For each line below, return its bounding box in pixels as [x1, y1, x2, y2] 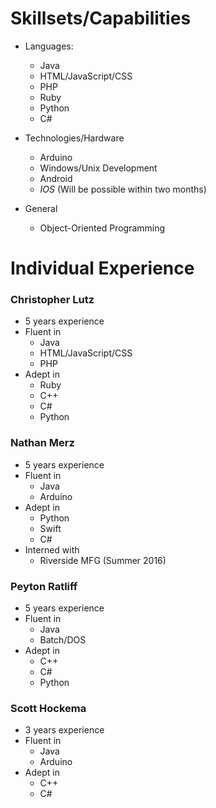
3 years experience [24, 724, 105, 736]
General [24, 202, 58, 214]
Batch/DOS [39, 634, 87, 646]
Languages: [24, 40, 74, 52]
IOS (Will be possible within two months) [39, 183, 207, 195]
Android [39, 172, 73, 184]
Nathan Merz [10, 436, 75, 450]
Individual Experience [10, 257, 195, 280]
